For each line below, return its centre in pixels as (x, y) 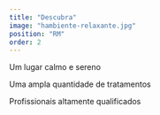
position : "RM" (37, 34)
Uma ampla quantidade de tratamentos (80, 84)
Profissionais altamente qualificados (75, 102)
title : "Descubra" (43, 17)
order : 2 (25, 42)
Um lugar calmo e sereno (55, 67)
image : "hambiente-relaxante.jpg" (73, 26)
